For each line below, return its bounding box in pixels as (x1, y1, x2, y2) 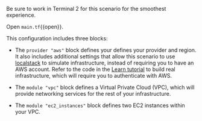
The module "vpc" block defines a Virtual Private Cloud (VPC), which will (14, 84, 195, 91)
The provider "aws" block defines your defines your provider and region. (14, 46, 197, 54)
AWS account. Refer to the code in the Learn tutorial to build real (14, 66, 176, 73)
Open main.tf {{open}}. (6, 23, 63, 30)
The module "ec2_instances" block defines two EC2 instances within (14, 102, 185, 109)
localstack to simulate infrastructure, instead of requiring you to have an (14, 60, 194, 66)
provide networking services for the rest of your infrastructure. (14, 90, 171, 97)
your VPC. (14, 108, 41, 115)
